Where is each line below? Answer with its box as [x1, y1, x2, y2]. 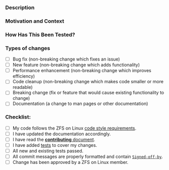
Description [5, 4, 35, 11]
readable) [12, 84, 33, 90]
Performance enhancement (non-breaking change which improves [12, 68, 151, 74]
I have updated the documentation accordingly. [12, 131, 111, 137]
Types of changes [5, 44, 50, 51]
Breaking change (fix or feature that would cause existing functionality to [12, 90, 164, 96]
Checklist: [5, 114, 31, 121]
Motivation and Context [5, 17, 65, 24]
